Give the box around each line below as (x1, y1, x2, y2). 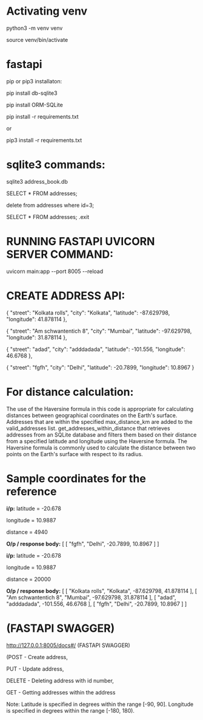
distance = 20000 (6, 575, 52, 583)
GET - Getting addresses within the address (6, 688, 116, 696)
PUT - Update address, (6, 665, 64, 673)
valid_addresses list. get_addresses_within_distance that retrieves (6, 424, 171, 432)
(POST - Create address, (6, 653, 68, 660)
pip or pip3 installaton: (6, 77, 62, 85)
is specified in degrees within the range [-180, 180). (6, 707, 135, 714)
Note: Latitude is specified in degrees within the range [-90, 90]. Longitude (6, 701, 194, 708)
